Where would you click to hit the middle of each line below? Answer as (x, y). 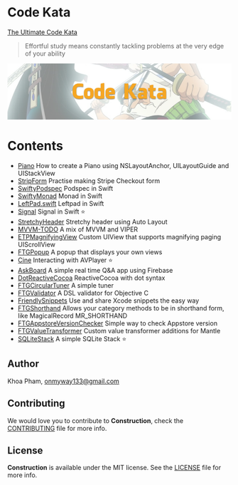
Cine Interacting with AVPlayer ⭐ (65, 260)
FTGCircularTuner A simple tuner (65, 285)
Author (23, 364)
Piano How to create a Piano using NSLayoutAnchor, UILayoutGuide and (123, 165)
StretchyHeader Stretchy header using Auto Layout (92, 221)
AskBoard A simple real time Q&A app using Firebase (95, 270)
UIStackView (36, 173)
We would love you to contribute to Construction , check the (95, 420)
